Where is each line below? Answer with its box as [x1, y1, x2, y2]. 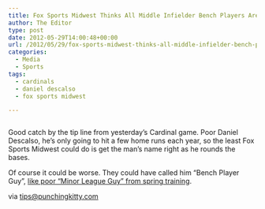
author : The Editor [8, 19, 73, 27]
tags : [8, 70, 26, 78]
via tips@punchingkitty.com [8, 192, 99, 201]
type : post [8, 26, 44, 34]
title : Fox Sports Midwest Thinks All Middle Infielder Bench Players [8, 11, 245, 20]
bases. [8, 153, 30, 162]
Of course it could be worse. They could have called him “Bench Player [8, 168, 240, 177]
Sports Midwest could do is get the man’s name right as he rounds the [8, 144, 236, 154]
